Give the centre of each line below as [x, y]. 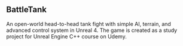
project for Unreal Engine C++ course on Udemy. [66, 36]
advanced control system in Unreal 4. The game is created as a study [92, 30]
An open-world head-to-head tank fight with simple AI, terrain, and [89, 24]
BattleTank [26, 10]
